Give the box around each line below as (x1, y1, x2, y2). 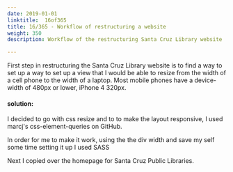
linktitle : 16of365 (7, 17, 67, 24)
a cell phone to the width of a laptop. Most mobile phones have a (7, 76, 193, 84)
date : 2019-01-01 (7, 10, 58, 17)
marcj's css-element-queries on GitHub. (7, 123, 123, 131)
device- (194, 76, 217, 84)
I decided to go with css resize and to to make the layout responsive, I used (7, 115, 223, 123)
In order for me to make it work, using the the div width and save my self (7, 136, 215, 144)
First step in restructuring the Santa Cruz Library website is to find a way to (7, 61, 223, 70)
